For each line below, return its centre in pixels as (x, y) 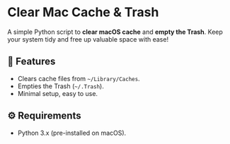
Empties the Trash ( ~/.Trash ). (61, 86)
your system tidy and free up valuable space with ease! (88, 39)
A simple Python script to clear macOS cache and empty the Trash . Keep (115, 32)
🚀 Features (31, 62)
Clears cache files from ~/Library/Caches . (79, 78)
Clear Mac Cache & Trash (83, 12)
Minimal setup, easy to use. (57, 93)
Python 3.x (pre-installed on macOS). (72, 133)
